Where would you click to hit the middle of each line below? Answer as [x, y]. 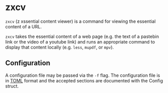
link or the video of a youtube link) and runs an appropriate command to [80, 41]
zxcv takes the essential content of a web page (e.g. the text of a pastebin [82, 36]
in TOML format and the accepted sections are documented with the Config [84, 80]
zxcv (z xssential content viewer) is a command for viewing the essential [80, 21]
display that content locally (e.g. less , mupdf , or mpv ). [59, 47]
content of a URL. [24, 26]
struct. [12, 86]
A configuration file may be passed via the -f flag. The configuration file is [83, 75]
